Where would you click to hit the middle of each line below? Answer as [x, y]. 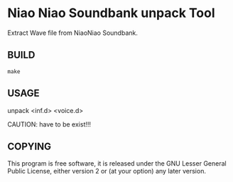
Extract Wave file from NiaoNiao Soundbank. [73, 33]
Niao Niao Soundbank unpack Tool [111, 13]
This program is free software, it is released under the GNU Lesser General [117, 164]
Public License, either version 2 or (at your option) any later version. [107, 171]
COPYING [29, 146]
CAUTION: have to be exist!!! [49, 124]
